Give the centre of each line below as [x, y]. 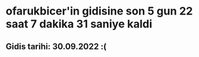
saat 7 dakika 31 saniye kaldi [79, 24]
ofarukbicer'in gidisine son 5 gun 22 [99, 11]
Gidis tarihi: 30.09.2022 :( [56, 46]
